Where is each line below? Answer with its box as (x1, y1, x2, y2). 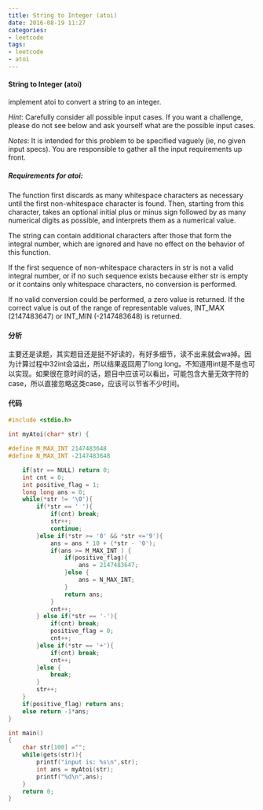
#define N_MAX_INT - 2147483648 (8, 452, 111, 460)
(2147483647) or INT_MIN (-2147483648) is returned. (8, 311, 182, 321)
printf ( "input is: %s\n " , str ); (36, 758, 139, 767)
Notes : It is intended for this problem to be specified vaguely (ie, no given (8, 136, 246, 145)
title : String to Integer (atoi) (8, 11, 118, 20)
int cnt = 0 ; (22, 473, 65, 481)
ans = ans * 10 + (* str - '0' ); (49, 539, 156, 547)
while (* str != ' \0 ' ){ (22, 495, 93, 503)
